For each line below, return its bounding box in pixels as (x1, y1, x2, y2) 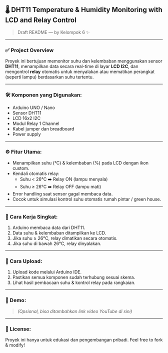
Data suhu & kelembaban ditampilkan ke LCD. (12, 230, 106, 235)
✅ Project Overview (5, 46, 54, 53)
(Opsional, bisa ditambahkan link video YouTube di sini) (17, 308, 132, 314)
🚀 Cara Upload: (5, 257, 42, 264)
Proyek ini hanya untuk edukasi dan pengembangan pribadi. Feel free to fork (5, 336, 163, 342)
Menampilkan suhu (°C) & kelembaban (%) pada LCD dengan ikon (12, 159, 149, 165)
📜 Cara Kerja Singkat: (5, 213, 58, 220)
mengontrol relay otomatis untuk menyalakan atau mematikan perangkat (5, 68, 155, 75)
